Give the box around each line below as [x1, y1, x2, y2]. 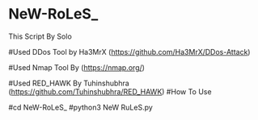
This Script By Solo [8, 31, 73, 41]
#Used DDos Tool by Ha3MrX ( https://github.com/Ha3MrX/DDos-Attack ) [8, 47, 251, 56]
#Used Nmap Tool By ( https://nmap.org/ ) [8, 62, 146, 72]
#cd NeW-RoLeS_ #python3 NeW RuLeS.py [8, 102, 154, 112]
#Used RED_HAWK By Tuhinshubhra [8, 78, 129, 88]
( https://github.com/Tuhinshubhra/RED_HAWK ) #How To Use [8, 86, 212, 97]
